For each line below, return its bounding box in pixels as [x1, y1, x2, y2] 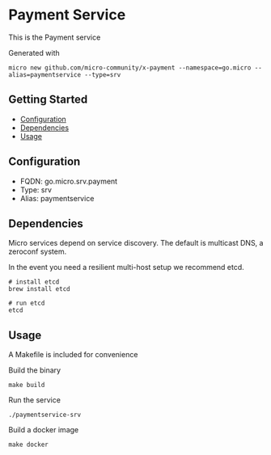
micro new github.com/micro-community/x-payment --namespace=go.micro [8, 63, 252, 72]
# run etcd [8, 299, 45, 308]
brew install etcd [8, 285, 70, 293]
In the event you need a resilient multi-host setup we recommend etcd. [8, 263, 244, 272]
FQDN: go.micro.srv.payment [19, 176, 118, 186]
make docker [8, 440, 49, 449]
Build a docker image [8, 425, 79, 435]
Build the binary [8, 365, 61, 375]
